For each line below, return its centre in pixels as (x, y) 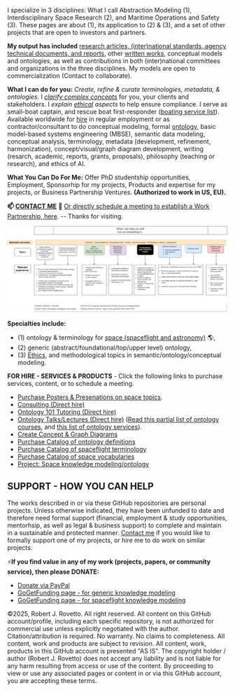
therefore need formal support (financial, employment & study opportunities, (117, 518)
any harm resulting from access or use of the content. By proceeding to (111, 666)
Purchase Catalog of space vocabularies (76, 457)
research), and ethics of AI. (47, 164)
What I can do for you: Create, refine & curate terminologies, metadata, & (114, 89)
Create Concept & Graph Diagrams (67, 434)
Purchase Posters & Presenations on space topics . (90, 397)
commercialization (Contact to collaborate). (70, 76)
